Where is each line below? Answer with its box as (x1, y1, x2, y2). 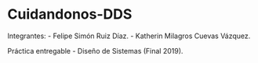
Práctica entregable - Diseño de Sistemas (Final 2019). (7, 46, 184, 55)
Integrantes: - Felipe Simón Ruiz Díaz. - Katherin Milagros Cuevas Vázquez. (7, 31, 251, 40)
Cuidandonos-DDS (7, 5, 133, 23)
